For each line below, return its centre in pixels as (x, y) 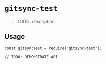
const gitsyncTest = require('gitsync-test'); (53, 48)
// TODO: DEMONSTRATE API (31, 57)
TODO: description (36, 21)
